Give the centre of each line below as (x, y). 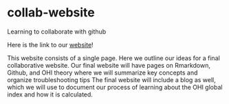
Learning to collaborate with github (57, 31)
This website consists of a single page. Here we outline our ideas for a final (113, 58)
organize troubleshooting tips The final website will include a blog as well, (112, 79)
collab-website (51, 13)
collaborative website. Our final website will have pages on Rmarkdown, (109, 65)
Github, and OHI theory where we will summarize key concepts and (102, 73)
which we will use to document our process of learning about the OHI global (115, 87)
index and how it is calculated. (50, 94)
